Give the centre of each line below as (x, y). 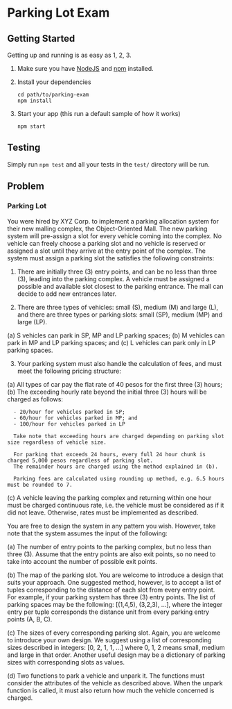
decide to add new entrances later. (67, 294)
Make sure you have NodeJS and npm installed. (85, 68)
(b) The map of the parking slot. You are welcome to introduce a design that (115, 575)
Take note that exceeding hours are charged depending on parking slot (119, 436)
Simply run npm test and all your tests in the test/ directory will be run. (108, 164)
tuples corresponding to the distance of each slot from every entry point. (111, 590)
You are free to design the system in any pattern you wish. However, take (111, 526)
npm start (32, 126)
